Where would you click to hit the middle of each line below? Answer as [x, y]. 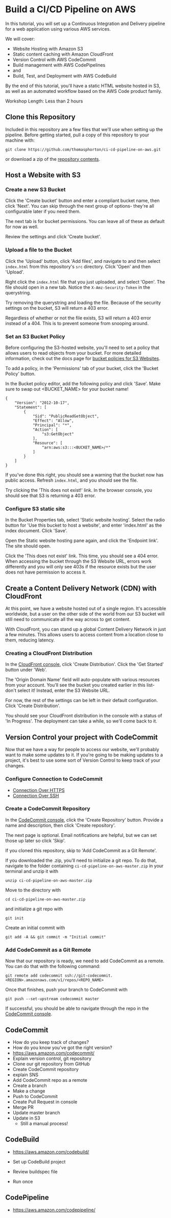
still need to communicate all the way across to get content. [68, 619]
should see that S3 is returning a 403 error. [51, 495]
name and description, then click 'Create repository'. [60, 825]
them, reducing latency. [30, 640]
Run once [23, 1181]
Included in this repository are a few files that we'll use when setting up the [84, 129]
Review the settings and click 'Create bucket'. [53, 237]
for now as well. [22, 227]
